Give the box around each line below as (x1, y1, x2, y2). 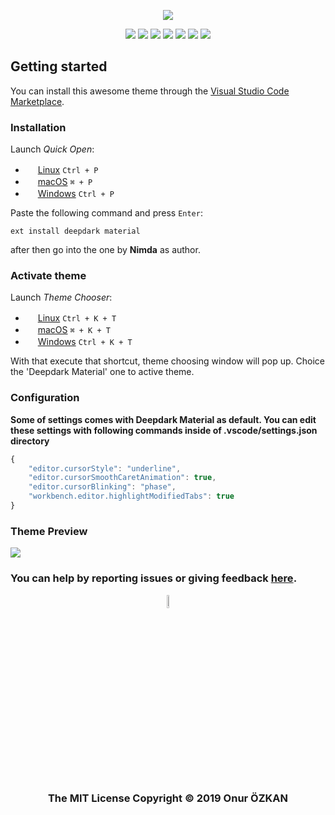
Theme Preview (10, 524, 88, 538)
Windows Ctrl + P (37, 188, 115, 200)
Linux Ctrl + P (37, 164, 99, 176)
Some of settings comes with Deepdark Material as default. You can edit (10, 413, 317, 425)
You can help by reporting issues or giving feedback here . (10, 571, 298, 585)
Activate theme (10, 269, 87, 283)
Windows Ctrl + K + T (37, 336, 133, 348)
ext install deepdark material (10, 226, 141, 237)
